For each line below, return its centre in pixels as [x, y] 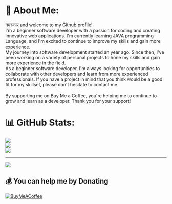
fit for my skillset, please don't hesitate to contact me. [62, 84]
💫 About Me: [32, 10]
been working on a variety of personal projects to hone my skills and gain [83, 57]
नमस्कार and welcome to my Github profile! [49, 25]
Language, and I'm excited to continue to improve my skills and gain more [83, 41]
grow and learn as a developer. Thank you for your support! [68, 101]
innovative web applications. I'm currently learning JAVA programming [79, 36]
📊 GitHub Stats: [40, 123]
